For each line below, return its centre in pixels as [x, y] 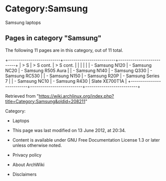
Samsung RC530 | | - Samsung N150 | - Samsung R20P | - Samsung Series [82, 76]
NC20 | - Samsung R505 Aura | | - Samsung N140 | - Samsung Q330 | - [79, 70]
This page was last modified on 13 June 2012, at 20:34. [69, 130]
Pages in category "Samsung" [53, 38]
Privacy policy [27, 155]
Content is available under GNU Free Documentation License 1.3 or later [86, 140]
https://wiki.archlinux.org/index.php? [76, 96]
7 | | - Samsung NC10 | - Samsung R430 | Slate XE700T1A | [66, 81]
